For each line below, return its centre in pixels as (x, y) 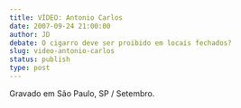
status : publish (40, 59)
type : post (30, 68)
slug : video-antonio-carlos (62, 51)
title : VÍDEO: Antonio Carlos (66, 18)
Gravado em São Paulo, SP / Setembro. (82, 93)
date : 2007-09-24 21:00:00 (60, 26)
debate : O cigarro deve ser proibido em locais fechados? (120, 43)
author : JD (30, 34)
